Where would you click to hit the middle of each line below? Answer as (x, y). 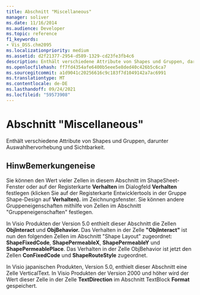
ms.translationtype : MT (36, 78)
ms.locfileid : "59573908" (38, 95)
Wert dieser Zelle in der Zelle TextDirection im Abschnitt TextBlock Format (98, 279)
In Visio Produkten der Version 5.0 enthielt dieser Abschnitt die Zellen (91, 223)
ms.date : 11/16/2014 (32, 23)
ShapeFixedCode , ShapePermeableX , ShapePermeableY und (83, 243)
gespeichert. (22, 285)
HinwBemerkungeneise (51, 166)
